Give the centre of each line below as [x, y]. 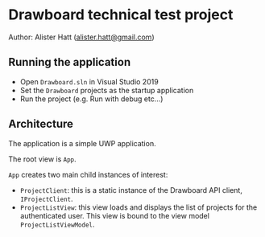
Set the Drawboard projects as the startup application [107, 90]
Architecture [41, 124]
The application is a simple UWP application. [82, 143]
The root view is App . [42, 159]
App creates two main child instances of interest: [88, 174]
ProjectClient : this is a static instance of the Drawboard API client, [131, 190]
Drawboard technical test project [121, 15]
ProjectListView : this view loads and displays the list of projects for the [139, 207]
